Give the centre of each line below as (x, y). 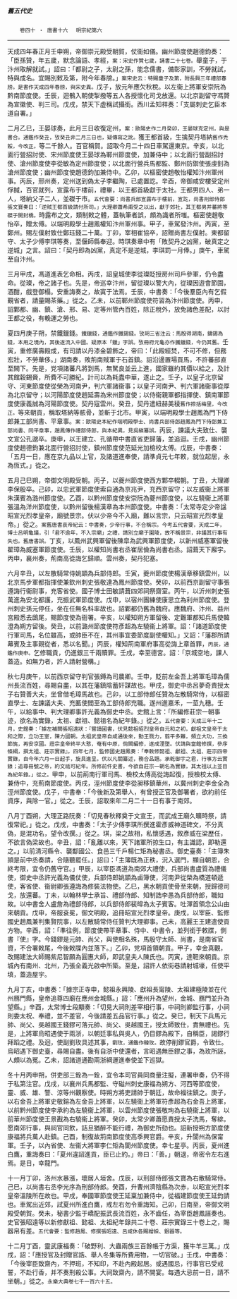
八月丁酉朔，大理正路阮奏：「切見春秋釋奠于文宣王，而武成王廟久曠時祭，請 (117, 815)
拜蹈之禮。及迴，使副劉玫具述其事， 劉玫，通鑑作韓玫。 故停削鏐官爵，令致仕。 (117, 1042)
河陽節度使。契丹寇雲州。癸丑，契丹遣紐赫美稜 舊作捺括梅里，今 (133, 403)
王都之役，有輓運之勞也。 (44, 318)
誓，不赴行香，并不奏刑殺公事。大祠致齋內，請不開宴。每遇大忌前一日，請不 (119, 1272)
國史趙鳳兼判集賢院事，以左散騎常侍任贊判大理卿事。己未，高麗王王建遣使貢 (119, 921)
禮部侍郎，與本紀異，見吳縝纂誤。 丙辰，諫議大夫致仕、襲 (151, 429)
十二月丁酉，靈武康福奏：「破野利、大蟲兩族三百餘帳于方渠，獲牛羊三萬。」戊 (119, 1245)
